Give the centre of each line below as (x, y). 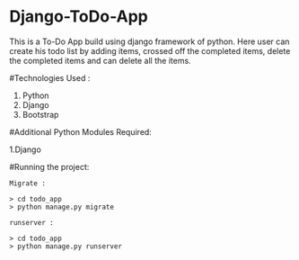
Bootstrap (40, 114)
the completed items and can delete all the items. (100, 60)
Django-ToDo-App (79, 17)
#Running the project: (49, 166)
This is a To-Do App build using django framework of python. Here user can (149, 41)
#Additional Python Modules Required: (81, 131)
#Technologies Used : (50, 77)
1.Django (26, 149)
